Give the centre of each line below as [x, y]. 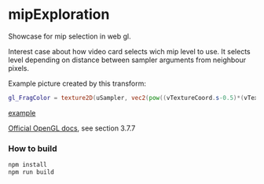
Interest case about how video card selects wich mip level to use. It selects [129, 51]
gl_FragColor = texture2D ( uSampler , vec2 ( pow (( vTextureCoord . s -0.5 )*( [126, 98]
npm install [27, 165]
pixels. [19, 68]
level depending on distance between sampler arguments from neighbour [127, 60]
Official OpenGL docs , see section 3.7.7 [72, 128]
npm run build [31, 172]
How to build [33, 149]
